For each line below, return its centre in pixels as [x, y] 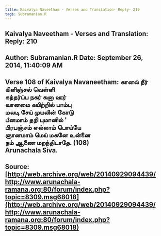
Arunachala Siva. [32, 150]
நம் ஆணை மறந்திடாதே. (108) [47, 143]
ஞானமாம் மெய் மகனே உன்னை [48, 135]
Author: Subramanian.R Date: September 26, [74, 58]
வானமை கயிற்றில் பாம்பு [38, 105]
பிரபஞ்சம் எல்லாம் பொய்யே [43, 127]
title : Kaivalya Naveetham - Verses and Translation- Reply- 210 [72, 9]
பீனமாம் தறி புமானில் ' [36, 120]
